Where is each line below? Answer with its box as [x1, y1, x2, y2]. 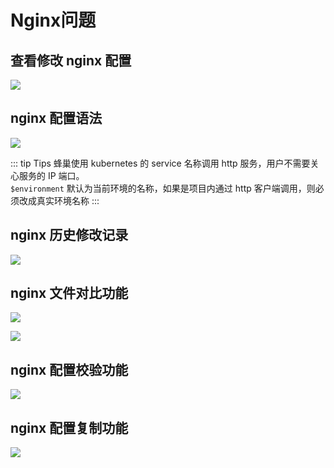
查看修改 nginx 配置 [10, 52, 132, 69]
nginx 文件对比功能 [10, 285, 129, 302]
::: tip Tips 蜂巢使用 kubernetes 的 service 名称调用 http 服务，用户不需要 [10, 157, 311, 169]
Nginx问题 [10, 9, 97, 32]
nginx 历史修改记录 [10, 227, 129, 244]
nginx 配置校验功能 [10, 361, 129, 378]
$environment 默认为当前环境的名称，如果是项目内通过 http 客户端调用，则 [10, 182, 316, 194]
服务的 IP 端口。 [18, 169, 85, 181]
